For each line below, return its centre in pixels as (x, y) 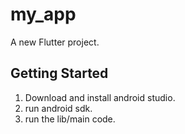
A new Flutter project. (55, 42)
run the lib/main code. (70, 119)
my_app (43, 14)
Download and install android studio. (100, 97)
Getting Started (59, 73)
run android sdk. (58, 108)
